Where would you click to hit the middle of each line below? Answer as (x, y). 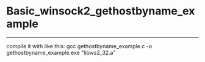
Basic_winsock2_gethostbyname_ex (101, 11)
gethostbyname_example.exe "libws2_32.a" (61, 52)
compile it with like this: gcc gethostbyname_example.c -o (79, 46)
